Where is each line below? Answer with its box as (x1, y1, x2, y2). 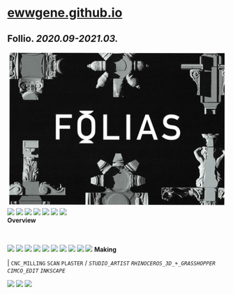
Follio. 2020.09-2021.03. (7, 33, 119, 45)
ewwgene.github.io (7, 5, 123, 21)
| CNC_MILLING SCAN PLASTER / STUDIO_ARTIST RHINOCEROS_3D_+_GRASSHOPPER (7, 259, 216, 268)
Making (93, 245, 117, 254)
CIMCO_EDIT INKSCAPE (7, 268, 66, 274)
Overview (7, 216, 36, 224)
